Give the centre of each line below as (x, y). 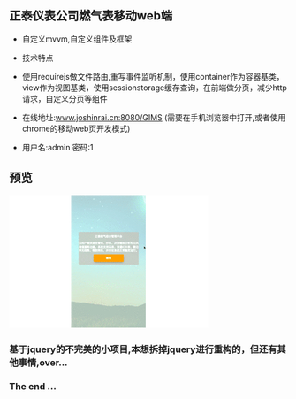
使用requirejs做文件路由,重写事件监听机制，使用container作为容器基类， (153, 76)
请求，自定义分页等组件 (65, 98)
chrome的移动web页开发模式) (76, 128)
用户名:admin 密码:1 (57, 147)
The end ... (33, 387)
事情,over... (43, 363)
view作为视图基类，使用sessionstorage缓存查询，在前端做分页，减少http (154, 88)
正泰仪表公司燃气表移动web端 (91, 16)
